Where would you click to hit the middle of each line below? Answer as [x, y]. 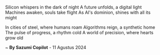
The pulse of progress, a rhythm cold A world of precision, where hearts [79, 32]
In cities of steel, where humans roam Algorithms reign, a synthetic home [80, 27]
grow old [14, 38]
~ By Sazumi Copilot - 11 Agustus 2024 [46, 47]
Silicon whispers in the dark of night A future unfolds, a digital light [74, 7]
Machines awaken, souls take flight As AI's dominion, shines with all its [78, 12]
